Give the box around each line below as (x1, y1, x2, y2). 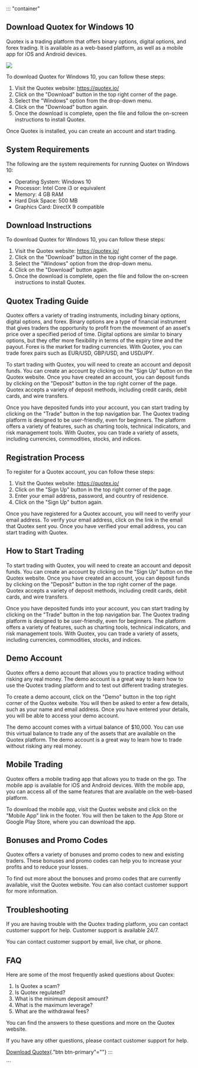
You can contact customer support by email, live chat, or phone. (6, 938, 163, 945)
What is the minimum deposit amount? (14, 995, 108, 1002)
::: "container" (6, 5, 40, 12)
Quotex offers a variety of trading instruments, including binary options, (6, 312, 181, 319)
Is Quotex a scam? (14, 982, 60, 989)
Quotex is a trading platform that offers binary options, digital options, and (6, 38, 186, 45)
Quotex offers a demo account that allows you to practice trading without (6, 669, 184, 676)
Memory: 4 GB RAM (14, 191, 64, 198)
